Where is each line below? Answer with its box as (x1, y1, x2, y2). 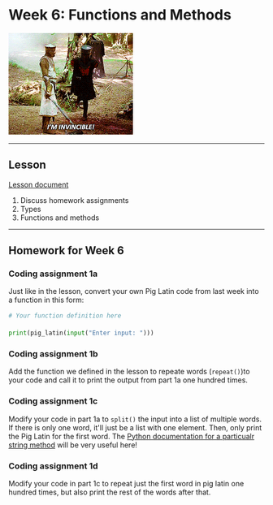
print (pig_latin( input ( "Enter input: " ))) (8, 329, 154, 338)
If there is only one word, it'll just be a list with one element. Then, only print (8, 422, 262, 432)
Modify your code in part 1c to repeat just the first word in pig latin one (8, 478, 245, 488)
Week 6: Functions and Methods (8, 6, 232, 24)
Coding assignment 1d (8, 460, 99, 472)
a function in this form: (8, 295, 84, 305)
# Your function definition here (8, 312, 122, 320)
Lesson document (8, 179, 69, 189)
